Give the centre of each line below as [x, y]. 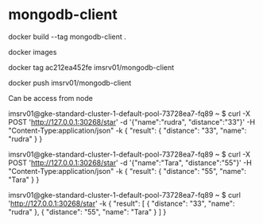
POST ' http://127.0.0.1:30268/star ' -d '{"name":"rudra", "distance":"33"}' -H [132, 122]
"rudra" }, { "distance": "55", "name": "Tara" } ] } [87, 211]
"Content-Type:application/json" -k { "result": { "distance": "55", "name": [127, 171]
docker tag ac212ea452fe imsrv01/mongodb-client [91, 67]
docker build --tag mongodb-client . [68, 37]
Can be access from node [50, 98]
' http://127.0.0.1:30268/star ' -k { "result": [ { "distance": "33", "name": [122, 203]
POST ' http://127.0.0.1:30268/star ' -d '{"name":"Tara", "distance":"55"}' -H [130, 162]
